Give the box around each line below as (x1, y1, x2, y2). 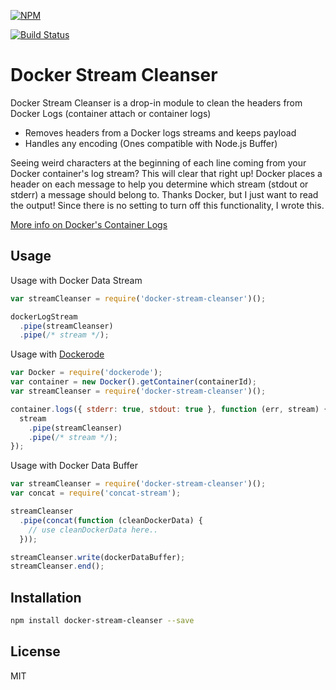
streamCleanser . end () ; (10, 561, 105, 572)
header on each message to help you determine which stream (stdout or (10, 178, 309, 190)
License (10, 643, 61, 660)
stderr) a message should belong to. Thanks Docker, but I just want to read (10, 188, 319, 200)
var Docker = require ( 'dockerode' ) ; (10, 368, 163, 378)
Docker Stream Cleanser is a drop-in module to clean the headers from (10, 96, 303, 109)
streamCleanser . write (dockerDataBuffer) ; (10, 552, 186, 562)
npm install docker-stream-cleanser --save (10, 616, 195, 626)
